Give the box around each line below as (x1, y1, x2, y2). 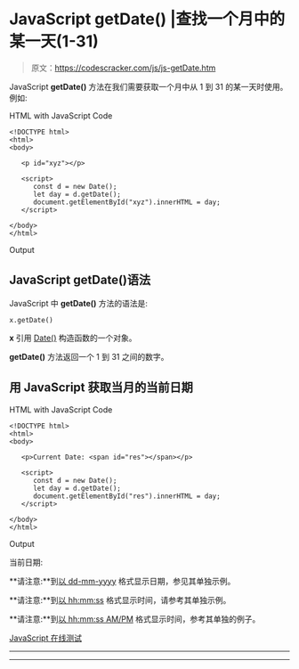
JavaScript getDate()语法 (9, 273, 151, 288)
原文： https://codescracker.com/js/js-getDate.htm (30, 62, 216, 73)
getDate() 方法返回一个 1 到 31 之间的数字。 (9, 351, 169, 362)
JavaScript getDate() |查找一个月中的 (9, 9, 286, 29)
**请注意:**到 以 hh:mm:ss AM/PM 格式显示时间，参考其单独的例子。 (9, 613, 261, 624)
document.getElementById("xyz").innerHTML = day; (32, 198, 221, 207)
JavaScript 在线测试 (9, 632, 83, 643)
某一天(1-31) (9, 31, 100, 52)
